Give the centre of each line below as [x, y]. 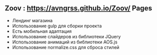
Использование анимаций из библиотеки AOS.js [65, 42]
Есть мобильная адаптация [42, 31]
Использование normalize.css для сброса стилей [66, 47]
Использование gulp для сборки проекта [57, 26]
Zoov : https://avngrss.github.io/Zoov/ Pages [78, 8]
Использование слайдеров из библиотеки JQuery [66, 36]
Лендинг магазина [32, 20]
